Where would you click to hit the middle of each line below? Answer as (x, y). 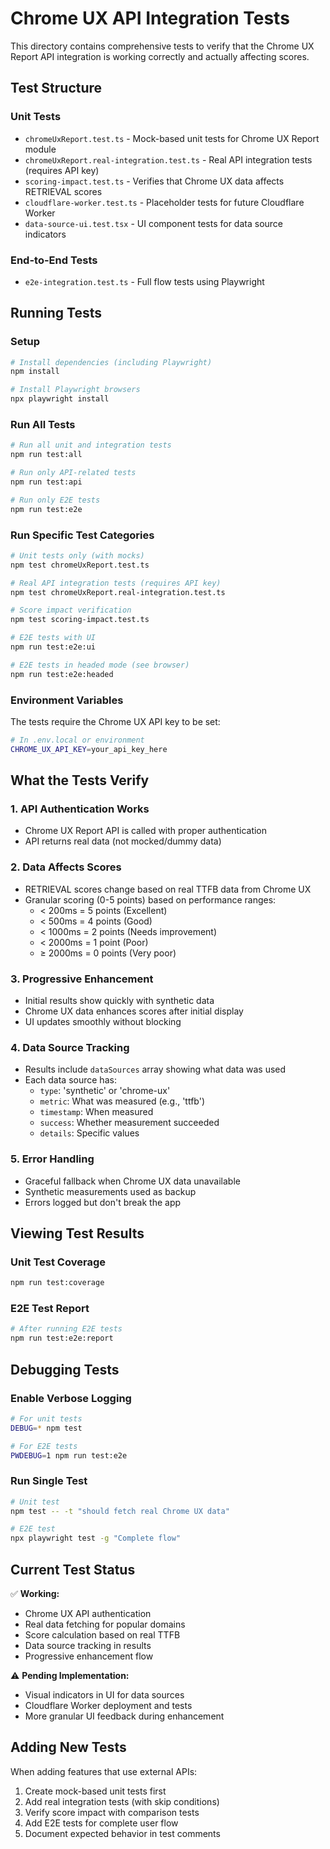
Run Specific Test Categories (82, 535)
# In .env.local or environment (77, 740)
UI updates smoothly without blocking (103, 1022)
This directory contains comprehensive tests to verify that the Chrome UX (162, 46)
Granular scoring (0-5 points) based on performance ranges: (150, 899)
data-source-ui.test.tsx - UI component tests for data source (154, 223)
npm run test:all (46, 455)
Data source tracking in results (88, 1646)
